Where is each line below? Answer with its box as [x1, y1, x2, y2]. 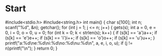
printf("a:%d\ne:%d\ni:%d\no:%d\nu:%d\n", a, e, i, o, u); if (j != [5, 40, 133, 46]
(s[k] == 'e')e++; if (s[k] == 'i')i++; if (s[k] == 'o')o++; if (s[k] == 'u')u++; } [5, 35, 155, 41]
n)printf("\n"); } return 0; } [5, 45, 58, 51]
